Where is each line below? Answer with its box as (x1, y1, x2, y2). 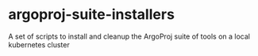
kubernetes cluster (8, 39, 70, 49)
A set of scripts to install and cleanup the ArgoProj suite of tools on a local (8, 32, 250, 41)
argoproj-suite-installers (8, 6, 175, 24)
